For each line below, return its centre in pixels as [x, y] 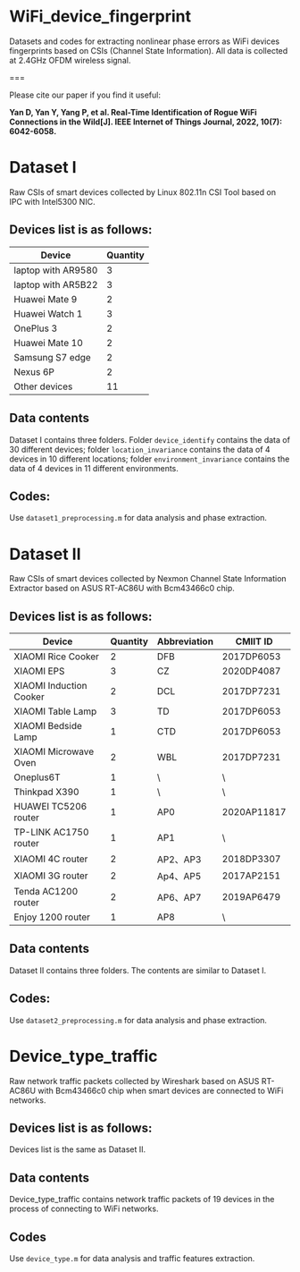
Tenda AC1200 [46, 892]
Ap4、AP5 [179, 877]
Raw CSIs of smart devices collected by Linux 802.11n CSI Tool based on [143, 192]
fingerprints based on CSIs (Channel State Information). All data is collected [149, 50]
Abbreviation [185, 641]
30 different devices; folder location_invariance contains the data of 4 [140, 449]
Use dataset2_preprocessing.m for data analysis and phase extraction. [138, 1020]
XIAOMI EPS [39, 671]
